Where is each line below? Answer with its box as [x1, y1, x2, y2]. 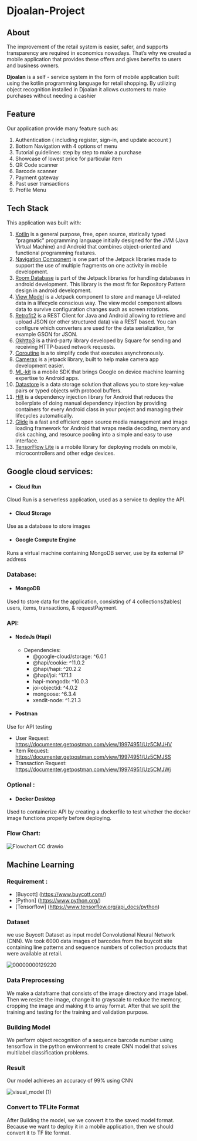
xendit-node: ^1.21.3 [32, 696, 81, 703]
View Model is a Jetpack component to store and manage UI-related [15, 293, 181, 300]
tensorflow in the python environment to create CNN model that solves [6, 1043, 178, 1050]
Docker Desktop [15, 795, 56, 802]
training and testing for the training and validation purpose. [6, 1008, 149, 1016]
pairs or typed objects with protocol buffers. [15, 387, 122, 394]
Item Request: [15, 747, 49, 755]
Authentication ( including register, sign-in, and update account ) [15, 136, 172, 143]
